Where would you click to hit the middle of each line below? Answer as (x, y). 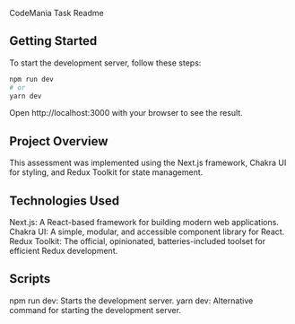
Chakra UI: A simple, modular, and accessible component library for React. (147, 232)
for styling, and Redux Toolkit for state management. (106, 172)
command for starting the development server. (95, 310)
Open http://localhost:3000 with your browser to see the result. (126, 113)
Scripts (30, 279)
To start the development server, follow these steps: (105, 63)
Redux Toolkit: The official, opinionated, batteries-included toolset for (138, 241)
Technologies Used (64, 201)
